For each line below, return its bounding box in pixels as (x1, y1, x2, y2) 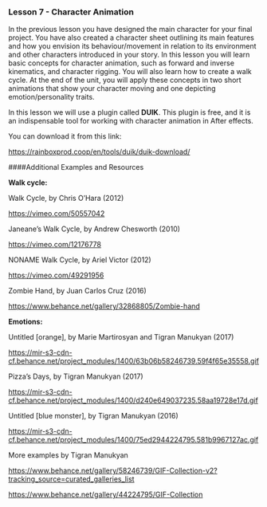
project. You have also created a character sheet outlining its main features (8, 33, 255, 42)
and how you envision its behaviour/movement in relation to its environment (8, 41, 257, 51)
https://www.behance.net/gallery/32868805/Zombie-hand (8, 301, 201, 311)
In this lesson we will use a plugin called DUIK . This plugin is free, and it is (8, 108, 251, 117)
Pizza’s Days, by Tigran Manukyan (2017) (8, 371, 143, 381)
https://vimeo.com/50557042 (8, 209, 105, 218)
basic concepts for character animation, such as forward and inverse (8, 58, 235, 68)
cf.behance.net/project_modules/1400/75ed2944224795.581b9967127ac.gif (8, 435, 259, 445)
